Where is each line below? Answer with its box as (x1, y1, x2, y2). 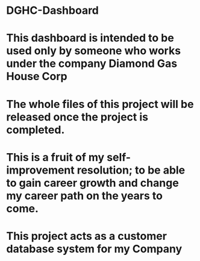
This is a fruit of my (6, 150, 105, 164)
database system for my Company (6, 242, 183, 256)
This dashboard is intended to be (6, 31, 175, 45)
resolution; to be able (77, 163, 186, 177)
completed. (6, 123, 65, 136)
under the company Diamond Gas (6, 57, 178, 71)
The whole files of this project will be (6, 97, 194, 111)
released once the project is (6, 110, 149, 124)
